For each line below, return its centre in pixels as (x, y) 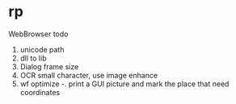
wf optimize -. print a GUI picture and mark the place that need (124, 84)
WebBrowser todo (38, 34)
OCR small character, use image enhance (89, 75)
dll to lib (33, 58)
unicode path (42, 49)
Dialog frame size (49, 66)
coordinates (40, 92)
